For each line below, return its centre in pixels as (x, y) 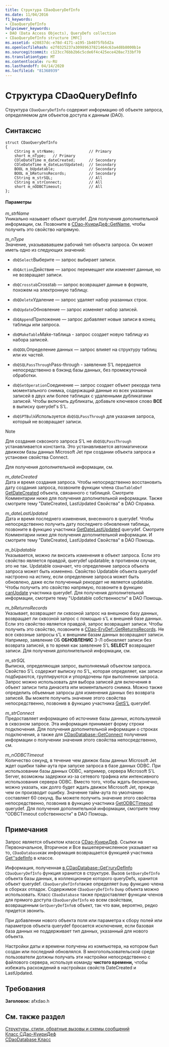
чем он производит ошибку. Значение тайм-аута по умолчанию (74, 792)
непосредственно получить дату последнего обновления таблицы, (78, 524)
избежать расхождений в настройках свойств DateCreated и (71, 967)
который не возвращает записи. (47, 421)
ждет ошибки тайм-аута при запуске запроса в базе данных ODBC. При (83, 765)
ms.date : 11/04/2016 (27, 15)
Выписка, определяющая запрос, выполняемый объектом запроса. (78, 665)
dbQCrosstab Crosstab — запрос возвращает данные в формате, (80, 284)
